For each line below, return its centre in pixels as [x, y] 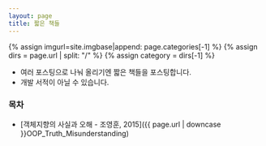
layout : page [30, 16]
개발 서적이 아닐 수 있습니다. [64, 82]
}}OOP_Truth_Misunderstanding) [75, 133]
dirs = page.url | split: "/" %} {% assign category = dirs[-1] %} [112, 55]
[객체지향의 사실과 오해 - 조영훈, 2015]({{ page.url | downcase [120, 124]
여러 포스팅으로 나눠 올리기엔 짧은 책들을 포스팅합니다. [106, 72]
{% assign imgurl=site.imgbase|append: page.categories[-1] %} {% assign [133, 46]
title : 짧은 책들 [34, 24]
